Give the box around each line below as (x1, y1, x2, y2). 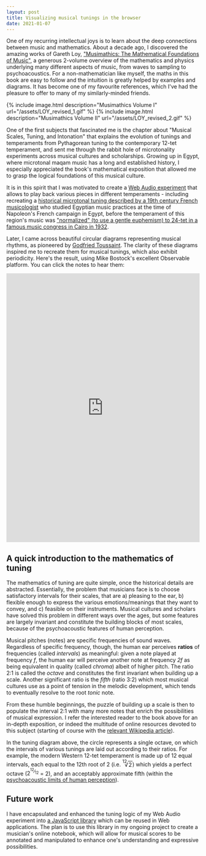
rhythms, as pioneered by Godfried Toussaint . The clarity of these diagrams (6, 241, 198, 249)
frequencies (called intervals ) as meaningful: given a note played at (6, 650, 177, 658)
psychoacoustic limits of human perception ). (6, 776, 120, 783)
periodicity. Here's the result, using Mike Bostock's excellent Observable (6, 254, 190, 262)
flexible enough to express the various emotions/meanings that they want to (6, 599, 199, 606)
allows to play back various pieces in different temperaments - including (6, 190, 189, 198)
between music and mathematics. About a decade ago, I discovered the (6, 44, 188, 51)
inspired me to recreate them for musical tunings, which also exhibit (6, 248, 178, 256)
